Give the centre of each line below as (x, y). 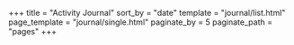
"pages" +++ (33, 31)
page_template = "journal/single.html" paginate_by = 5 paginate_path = (141, 22)
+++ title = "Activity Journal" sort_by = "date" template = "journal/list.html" (147, 13)
